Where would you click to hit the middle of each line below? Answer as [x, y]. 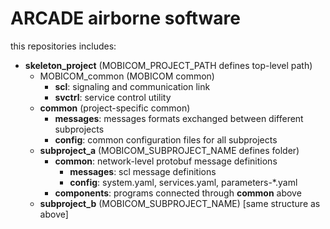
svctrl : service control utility [113, 97]
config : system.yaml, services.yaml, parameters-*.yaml [183, 182]
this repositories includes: [63, 46]
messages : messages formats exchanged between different [179, 118]
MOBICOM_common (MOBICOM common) [127, 76]
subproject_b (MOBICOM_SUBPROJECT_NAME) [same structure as [180, 203]
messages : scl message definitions [143, 171]
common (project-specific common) [115, 108]
